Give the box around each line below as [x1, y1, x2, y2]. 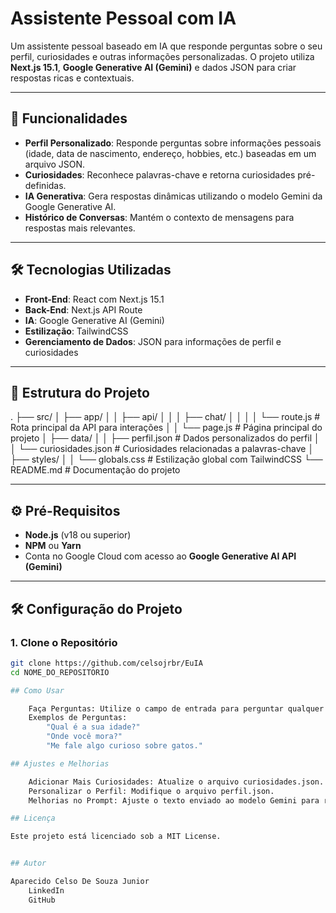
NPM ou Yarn [24, 540, 82, 552]
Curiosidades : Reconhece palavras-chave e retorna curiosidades [24, 168, 296, 181]
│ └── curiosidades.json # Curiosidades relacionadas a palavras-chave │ [10, 443, 315, 455]
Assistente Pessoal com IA [10, 7, 237, 30]
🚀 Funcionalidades [10, 110, 128, 127]
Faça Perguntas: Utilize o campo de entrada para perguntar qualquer [28, 703, 325, 714]
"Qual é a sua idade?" [46, 722, 141, 732]
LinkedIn [28, 885, 65, 896]
